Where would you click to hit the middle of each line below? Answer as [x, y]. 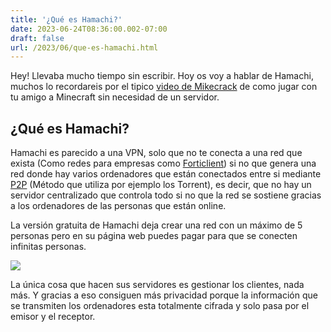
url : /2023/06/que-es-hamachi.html [84, 47]
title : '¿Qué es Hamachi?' [66, 19]
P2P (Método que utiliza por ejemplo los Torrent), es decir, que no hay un [161, 185]
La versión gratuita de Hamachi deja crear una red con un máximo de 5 [156, 225]
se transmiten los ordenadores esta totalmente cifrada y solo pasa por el [160, 306]
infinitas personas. [48, 247]
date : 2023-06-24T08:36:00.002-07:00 [89, 29]
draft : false [37, 38]
